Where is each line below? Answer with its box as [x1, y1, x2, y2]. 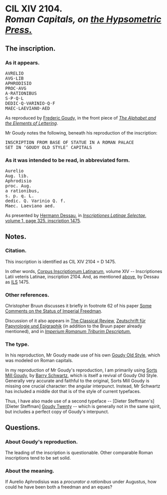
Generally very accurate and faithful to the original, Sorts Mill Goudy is [5, 378, 150, 384]
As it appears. [5, 59, 40, 66]
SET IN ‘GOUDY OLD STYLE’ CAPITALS [5, 144, 92, 150]
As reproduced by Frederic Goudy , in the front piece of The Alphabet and [5, 114, 156, 120]
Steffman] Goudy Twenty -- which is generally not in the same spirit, [20, 403, 161, 409]
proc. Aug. [5, 183, 32, 189]
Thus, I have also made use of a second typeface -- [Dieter [5, 398, 127, 404]
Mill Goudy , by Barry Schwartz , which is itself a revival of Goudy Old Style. [5, 372, 158, 378]
